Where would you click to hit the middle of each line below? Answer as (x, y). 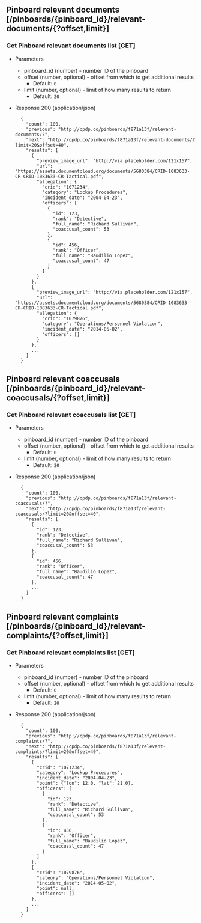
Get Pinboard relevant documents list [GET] (71, 46)
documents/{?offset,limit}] (58, 29)
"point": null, (56, 889)
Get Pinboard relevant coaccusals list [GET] (71, 415)
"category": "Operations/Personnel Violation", (102, 324)
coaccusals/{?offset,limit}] (58, 398)
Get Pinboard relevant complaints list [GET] (70, 653)
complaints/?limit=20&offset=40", (58, 752)
